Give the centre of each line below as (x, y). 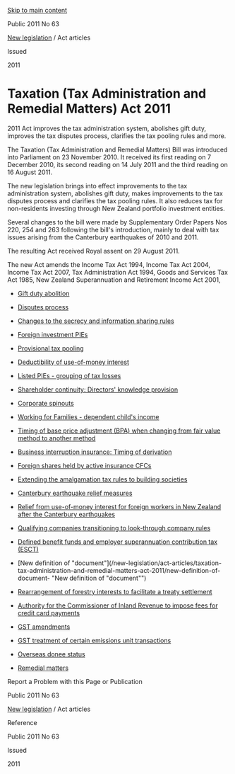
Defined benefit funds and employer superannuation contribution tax (117, 542)
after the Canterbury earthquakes (66, 514)
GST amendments (44, 627)
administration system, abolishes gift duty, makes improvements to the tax (115, 193)
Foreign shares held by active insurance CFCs (84, 465)
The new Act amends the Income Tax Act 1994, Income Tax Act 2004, (109, 264)
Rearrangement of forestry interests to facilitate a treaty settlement (115, 591)
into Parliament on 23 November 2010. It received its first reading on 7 (109, 157)
